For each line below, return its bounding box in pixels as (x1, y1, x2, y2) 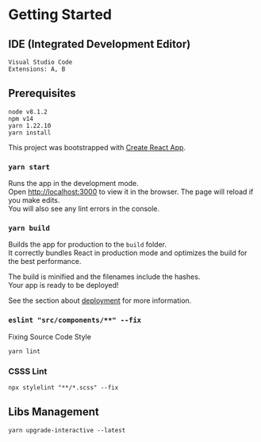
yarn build (8, 224, 50, 233)
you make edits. (8, 196, 60, 205)
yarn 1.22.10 (8, 122, 52, 130)
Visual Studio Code (8, 58, 73, 66)
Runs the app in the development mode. (8, 179, 139, 188)
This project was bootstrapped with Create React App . (8, 142, 186, 152)
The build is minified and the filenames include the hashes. (8, 272, 201, 281)
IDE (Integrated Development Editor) (8, 37, 191, 51)
